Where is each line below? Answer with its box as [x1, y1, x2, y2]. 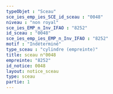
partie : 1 [6, 79, 30, 85]
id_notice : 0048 [6, 62, 46, 69]
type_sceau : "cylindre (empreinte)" [6, 47, 98, 53]
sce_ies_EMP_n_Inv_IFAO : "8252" [6, 25, 88, 31]
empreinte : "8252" [6, 57, 51, 63]
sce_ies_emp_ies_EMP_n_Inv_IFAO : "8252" [6, 36, 109, 41]
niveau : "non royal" [6, 19, 59, 25]
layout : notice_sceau [6, 68, 59, 74]
